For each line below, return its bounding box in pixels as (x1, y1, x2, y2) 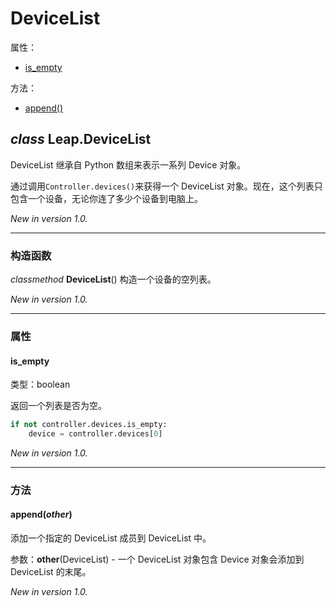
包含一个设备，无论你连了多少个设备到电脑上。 (10, 192, 203, 204)
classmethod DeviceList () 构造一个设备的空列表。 (10, 273, 217, 286)
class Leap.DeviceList (10, 131, 152, 148)
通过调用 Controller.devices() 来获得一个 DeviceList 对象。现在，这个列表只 (10, 180, 323, 192)
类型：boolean (10, 378, 71, 391)
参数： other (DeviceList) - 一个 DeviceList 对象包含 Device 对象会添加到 (10, 553, 305, 566)
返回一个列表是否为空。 (10, 400, 107, 412)
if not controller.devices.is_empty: (10, 420, 168, 430)
